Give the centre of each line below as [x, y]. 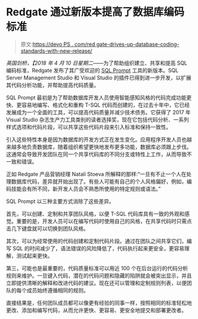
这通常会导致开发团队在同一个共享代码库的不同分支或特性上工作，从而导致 [96, 154]
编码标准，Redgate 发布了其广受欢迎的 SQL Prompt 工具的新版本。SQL [92, 70]
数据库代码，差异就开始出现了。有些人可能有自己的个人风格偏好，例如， [99, 181]
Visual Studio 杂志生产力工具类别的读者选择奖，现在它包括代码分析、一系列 [98, 119]
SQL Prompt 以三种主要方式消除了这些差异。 [60, 201]
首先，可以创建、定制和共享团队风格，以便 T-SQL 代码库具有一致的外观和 [95, 214]
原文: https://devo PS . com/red [58, 44]
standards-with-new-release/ [56, 51]
